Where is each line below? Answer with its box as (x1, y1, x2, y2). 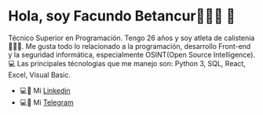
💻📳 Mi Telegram (19, 98, 74, 107)
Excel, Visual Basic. (8, 70, 71, 80)
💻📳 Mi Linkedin (19, 86, 71, 95)
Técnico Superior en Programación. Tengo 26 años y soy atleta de (8, 33, 222, 43)
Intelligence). (213, 50, 256, 59)
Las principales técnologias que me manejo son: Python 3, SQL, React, (16, 58, 246, 68)
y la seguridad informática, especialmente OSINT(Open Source (8, 50, 212, 59)
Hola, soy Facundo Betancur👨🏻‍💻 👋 (8, 7, 236, 25)
